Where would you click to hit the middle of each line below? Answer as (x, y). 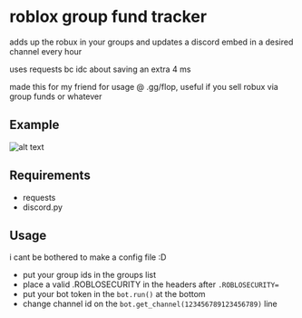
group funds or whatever (56, 96)
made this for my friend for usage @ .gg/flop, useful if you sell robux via (144, 86)
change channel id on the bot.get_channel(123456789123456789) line (150, 304)
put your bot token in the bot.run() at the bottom (114, 294)
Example (34, 125)
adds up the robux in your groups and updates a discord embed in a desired (151, 42)
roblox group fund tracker (108, 17)
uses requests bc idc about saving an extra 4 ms (100, 69)
